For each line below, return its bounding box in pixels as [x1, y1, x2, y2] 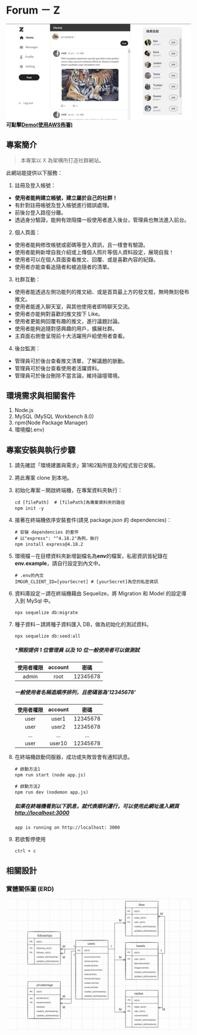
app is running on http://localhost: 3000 [14, 825, 120, 830]
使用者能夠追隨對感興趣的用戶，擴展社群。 [14, 325, 118, 332]
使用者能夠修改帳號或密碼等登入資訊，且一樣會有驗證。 [14, 241, 148, 248]
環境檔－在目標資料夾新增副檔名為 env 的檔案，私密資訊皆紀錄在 [14, 552, 168, 560]
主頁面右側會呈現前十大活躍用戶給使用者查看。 [14, 332, 128, 339]
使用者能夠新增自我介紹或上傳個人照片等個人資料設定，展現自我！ [14, 249, 174, 256]
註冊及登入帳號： [14, 182, 56, 189]
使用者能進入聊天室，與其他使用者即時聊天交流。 [14, 303, 133, 310]
